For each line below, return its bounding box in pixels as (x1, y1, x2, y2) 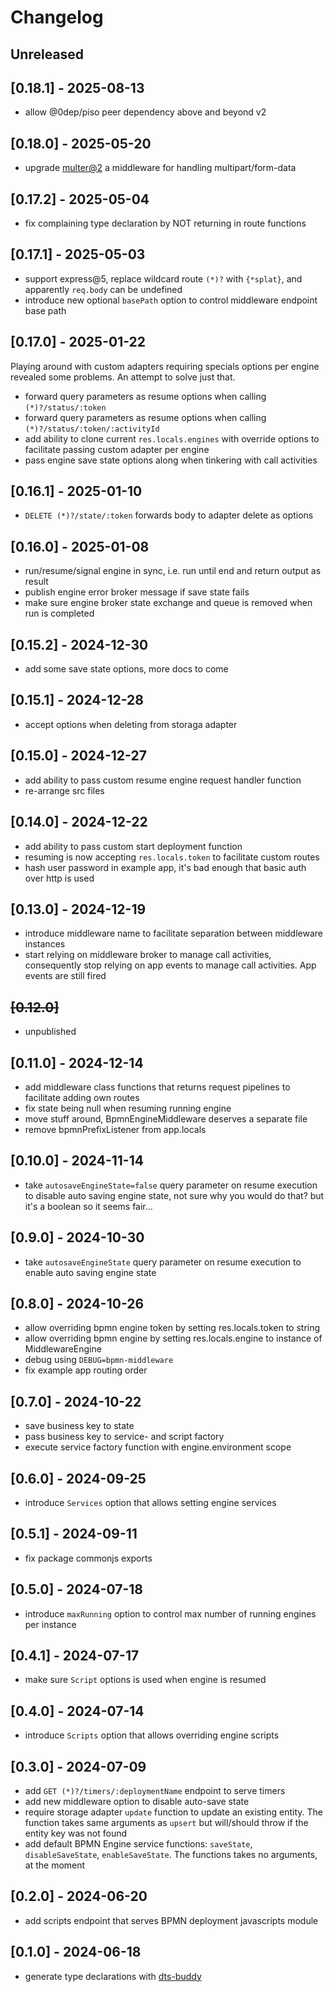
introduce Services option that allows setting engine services (24, 1497, 277, 1509)
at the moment (24, 1859, 86, 1871)
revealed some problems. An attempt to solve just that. (10, 371, 236, 383)
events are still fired (24, 970, 107, 982)
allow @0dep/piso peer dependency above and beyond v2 (24, 106, 267, 118)
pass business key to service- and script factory (24, 1431, 225, 1443)
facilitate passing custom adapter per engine (24, 443, 210, 455)
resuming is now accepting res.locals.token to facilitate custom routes (24, 851, 320, 863)
